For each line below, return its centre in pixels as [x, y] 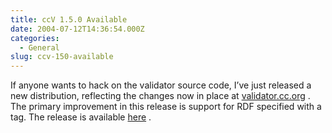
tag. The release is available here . [81, 117]
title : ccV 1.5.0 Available [69, 19]
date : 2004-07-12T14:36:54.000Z [77, 29]
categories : [35, 38]
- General [39, 47]
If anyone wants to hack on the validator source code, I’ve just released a [161, 85]
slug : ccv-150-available [62, 57]
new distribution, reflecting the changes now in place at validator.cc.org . [160, 96]
